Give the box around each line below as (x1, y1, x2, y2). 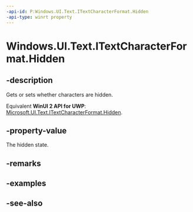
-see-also (6, 198, 43, 208)
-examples (6, 178, 46, 188)
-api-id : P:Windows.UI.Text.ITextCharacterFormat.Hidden (6, 8, 149, 15)
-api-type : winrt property (6, 14, 72, 20)
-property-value (6, 125, 67, 135)
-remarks (6, 158, 41, 168)
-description (6, 75, 53, 85)
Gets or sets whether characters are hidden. (6, 91, 114, 98)
